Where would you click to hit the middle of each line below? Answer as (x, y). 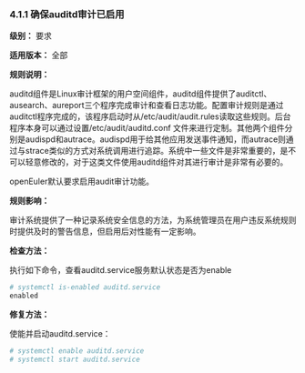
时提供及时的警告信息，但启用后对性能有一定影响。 (105, 232)
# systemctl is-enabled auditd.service (85, 287)
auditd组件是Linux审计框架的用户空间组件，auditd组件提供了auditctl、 (141, 94)
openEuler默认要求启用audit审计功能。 (82, 181)
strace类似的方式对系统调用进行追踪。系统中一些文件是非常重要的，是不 (161, 151)
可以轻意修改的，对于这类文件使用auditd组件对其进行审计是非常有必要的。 (149, 162)
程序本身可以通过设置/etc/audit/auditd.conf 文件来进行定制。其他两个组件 (147, 128)
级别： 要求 (30, 36)
